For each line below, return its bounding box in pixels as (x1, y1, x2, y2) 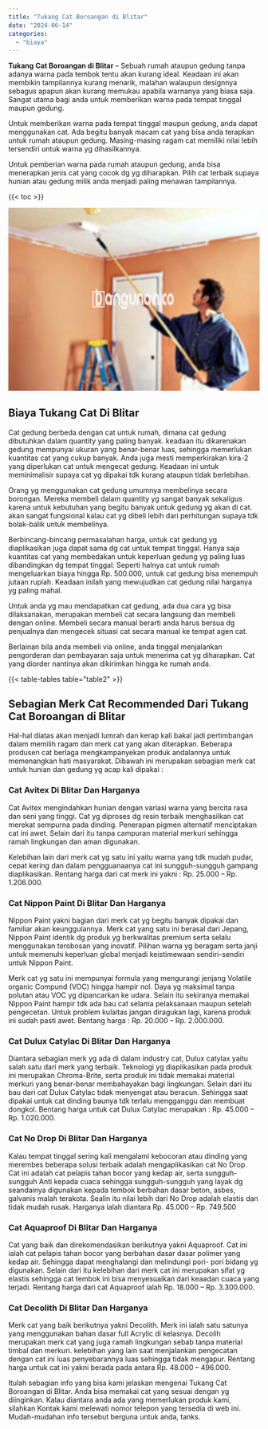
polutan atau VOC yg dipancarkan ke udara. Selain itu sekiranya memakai (8, 990, 250, 1000)
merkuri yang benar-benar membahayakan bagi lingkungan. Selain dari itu (8, 1079, 253, 1088)
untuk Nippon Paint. (8, 958, 73, 967)
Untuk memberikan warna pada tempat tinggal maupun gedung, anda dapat (8, 119, 258, 128)
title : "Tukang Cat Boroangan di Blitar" (8, 13, 148, 21)
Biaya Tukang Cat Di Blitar (8, 407, 140, 420)
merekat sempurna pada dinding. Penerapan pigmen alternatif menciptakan (8, 820, 258, 829)
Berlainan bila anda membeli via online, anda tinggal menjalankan (8, 642, 223, 652)
